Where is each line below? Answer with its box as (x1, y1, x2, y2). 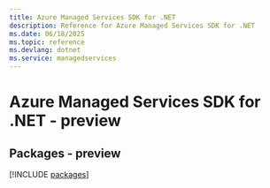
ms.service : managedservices (9, 54, 117, 63)
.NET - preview (9, 111, 121, 131)
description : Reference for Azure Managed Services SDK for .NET (9, 21, 255, 30)
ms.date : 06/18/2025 (9, 29, 86, 38)
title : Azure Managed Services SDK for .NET (9, 12, 176, 22)
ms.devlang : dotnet (9, 46, 81, 55)
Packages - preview (9, 146, 121, 161)
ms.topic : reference (9, 37, 86, 47)
